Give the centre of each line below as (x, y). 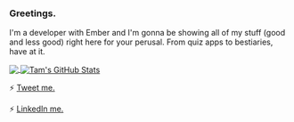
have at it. (28, 52)
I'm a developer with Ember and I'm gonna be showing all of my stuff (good (147, 33)
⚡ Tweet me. (32, 87)
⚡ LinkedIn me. (37, 109)
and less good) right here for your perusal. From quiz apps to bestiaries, (141, 42)
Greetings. (33, 13)
